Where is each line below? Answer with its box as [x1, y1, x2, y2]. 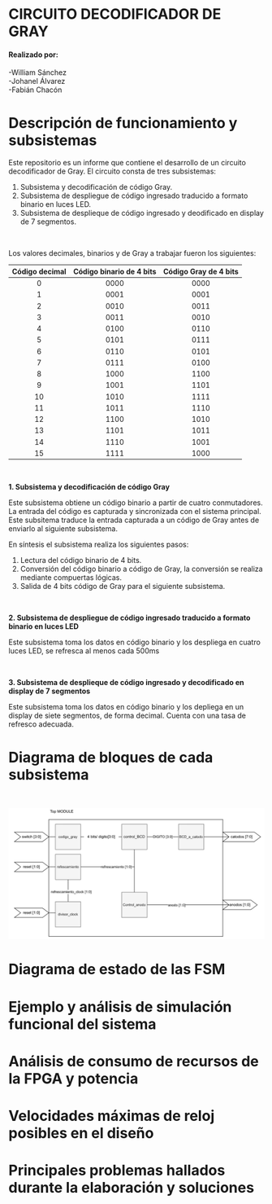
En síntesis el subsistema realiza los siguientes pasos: [8, 539, 189, 550]
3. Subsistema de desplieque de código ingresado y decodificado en [8, 678, 245, 688]
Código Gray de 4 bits [163, 266, 240, 276]
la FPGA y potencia [8, 1069, 139, 1088]
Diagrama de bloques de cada [8, 748, 214, 767]
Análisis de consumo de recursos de [8, 1052, 260, 1070]
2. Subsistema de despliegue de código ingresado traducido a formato [8, 613, 251, 623]
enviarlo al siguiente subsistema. [8, 524, 118, 534]
